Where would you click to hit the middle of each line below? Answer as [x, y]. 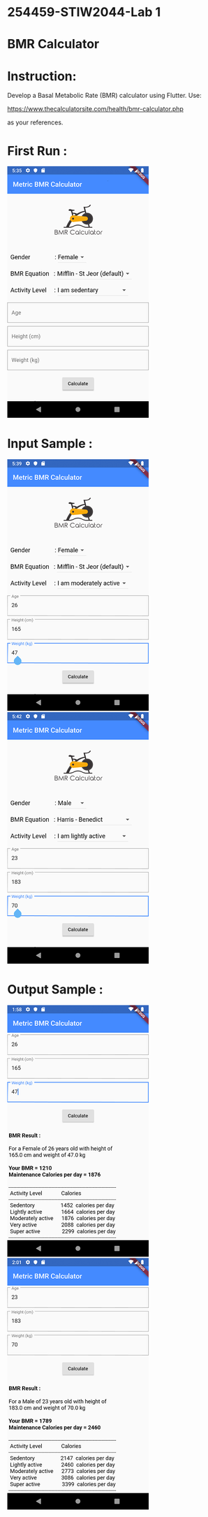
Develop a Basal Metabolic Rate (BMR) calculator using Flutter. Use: [105, 96]
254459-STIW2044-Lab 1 [84, 12]
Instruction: [42, 76]
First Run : [37, 151]
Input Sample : [50, 444]
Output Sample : [55, 990]
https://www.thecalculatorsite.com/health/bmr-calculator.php [95, 109]
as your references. [35, 122]
